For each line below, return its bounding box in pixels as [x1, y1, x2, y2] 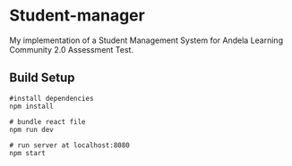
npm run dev [9, 125, 54, 134]
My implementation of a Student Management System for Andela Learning [9, 35, 284, 46]
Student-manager [9, 5, 145, 26]
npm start [9, 148, 47, 157]
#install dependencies [9, 94, 94, 103]
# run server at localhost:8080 [9, 140, 130, 150]
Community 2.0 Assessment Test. [9, 44, 134, 54]
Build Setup [9, 71, 75, 86]
